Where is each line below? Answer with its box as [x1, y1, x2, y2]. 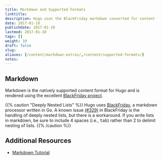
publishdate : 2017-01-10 [5, 25, 55, 30]
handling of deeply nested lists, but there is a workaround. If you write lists [5, 112, 154, 118]
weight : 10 [5, 39, 27, 44]
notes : [5, 57, 18, 62]
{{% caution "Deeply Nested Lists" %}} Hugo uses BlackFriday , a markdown [5, 102, 158, 108]
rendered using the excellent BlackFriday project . [5, 93, 103, 98]
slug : [5, 48, 16, 52]
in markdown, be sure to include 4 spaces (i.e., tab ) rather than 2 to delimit [5, 117, 156, 124]
